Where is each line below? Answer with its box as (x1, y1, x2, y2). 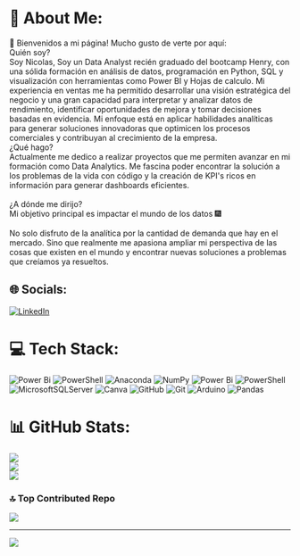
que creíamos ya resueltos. (9, 256, 109, 267)
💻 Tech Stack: (9, 338, 120, 359)
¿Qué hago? (9, 142, 54, 153)
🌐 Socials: (9, 282, 68, 297)
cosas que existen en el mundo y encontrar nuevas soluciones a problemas (9, 246, 287, 257)
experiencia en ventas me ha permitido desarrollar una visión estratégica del (9, 85, 291, 95)
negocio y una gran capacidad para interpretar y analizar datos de (9, 94, 253, 105)
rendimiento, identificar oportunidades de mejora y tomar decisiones (9, 104, 262, 114)
